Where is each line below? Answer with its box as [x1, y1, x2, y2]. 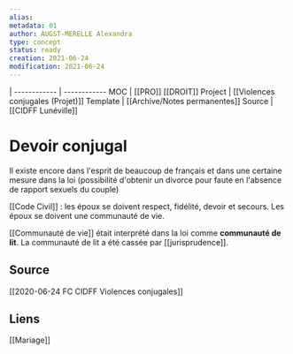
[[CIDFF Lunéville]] [9, 105, 78, 116]
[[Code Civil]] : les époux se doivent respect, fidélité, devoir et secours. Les [9, 200, 285, 212]
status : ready [9, 46, 62, 55]
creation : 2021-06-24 [9, 54, 89, 63]
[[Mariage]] [9, 335, 51, 345]
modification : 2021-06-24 [9, 63, 104, 72]
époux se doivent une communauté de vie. [9, 210, 166, 221]
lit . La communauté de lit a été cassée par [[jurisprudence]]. [9, 237, 228, 247]
